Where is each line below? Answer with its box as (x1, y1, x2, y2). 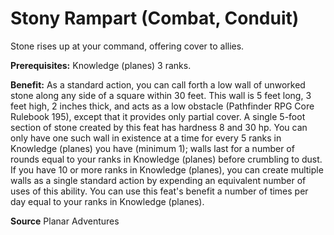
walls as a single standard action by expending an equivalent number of (10, 174, 307, 186)
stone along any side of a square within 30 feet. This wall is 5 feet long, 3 (10, 89, 312, 101)
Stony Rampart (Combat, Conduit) (10, 7, 300, 30)
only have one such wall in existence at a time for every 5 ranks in (10, 132, 282, 144)
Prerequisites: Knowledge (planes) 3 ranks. (10, 59, 192, 71)
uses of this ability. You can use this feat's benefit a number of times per (10, 185, 309, 197)
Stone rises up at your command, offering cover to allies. (10, 40, 245, 52)
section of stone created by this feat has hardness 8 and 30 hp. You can (10, 121, 308, 133)
